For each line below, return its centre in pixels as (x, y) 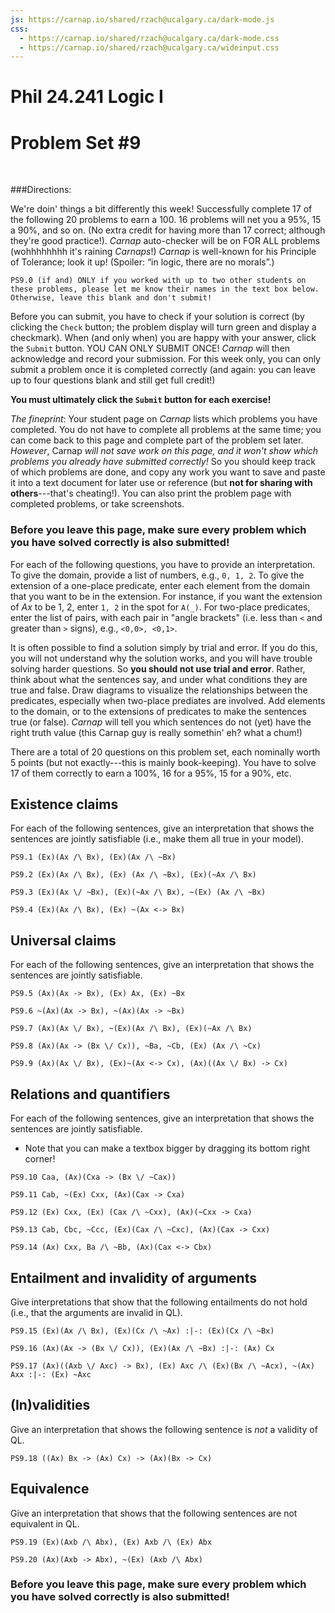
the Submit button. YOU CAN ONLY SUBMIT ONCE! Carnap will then (150, 348)
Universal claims (63, 940)
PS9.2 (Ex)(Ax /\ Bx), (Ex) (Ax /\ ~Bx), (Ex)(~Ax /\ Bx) (133, 875)
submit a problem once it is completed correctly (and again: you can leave (163, 370)
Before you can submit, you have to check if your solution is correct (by (157, 317)
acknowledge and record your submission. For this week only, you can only (165, 359)
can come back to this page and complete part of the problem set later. (157, 440)
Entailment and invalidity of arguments (133, 1277)
